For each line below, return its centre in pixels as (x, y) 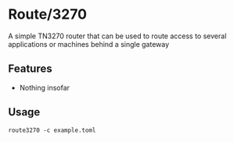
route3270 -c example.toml (52, 130)
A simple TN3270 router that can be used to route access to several (117, 36)
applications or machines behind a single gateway (89, 44)
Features (30, 69)
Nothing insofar (45, 87)
